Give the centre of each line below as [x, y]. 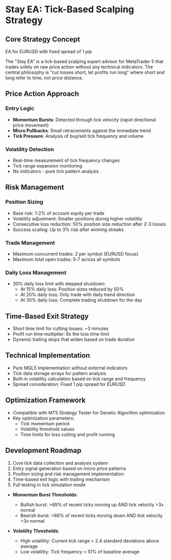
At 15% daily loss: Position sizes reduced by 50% [72, 289]
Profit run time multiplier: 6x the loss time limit [61, 334]
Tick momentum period [45, 423]
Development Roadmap [43, 451]
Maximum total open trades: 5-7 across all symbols [67, 259]
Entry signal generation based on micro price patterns [69, 468]
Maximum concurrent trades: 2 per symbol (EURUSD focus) [76, 254]
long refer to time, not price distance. [44, 78]
